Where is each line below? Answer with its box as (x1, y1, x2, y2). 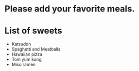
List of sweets (4, 25, 63, 36)
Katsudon (11, 41, 31, 47)
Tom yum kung (11, 57, 42, 62)
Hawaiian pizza (11, 51, 42, 57)
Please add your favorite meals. (4, 3, 135, 14)
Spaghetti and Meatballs (11, 47, 61, 52)
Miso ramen (11, 61, 36, 68)
